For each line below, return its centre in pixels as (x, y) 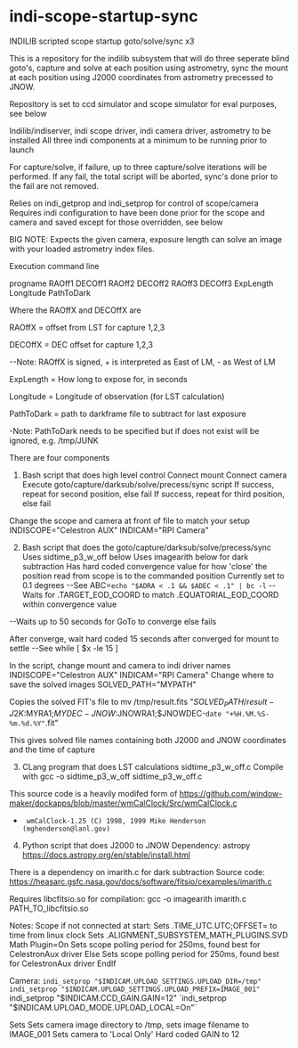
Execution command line (54, 266)
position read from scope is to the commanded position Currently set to (153, 576)
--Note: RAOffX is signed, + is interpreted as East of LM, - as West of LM (142, 362)
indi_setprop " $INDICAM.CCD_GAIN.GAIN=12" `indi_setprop (118, 998)
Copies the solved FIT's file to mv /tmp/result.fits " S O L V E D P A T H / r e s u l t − (142, 703)
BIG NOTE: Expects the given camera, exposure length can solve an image (146, 239)
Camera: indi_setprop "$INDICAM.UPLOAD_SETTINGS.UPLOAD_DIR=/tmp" (136, 980)
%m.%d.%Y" (28, 724)
